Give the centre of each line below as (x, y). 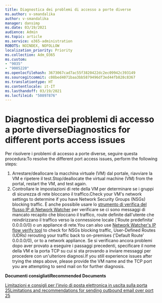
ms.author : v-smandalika (30, 14)
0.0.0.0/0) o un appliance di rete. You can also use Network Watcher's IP (84, 225)
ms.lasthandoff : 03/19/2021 (33, 91)
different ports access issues (65, 140)
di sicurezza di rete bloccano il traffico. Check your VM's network (77, 194)
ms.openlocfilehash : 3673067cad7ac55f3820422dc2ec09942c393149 (70, 73)
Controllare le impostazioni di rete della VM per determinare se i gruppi (83, 189)
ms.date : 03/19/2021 (26, 28)
